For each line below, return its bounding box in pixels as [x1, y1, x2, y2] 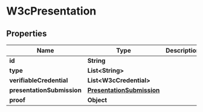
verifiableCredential [9, 76, 68, 84]
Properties [6, 28, 47, 39]
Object [87, 96, 108, 104]
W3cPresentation [6, 4, 97, 18]
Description [166, 47, 201, 54]
